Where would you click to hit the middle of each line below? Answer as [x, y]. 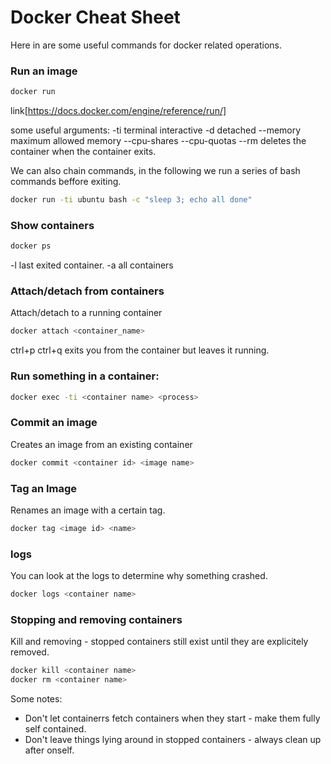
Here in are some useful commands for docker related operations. [146, 45]
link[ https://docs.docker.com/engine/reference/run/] [118, 111]
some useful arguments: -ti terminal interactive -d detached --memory [156, 130]
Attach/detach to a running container [86, 313]
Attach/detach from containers [87, 291]
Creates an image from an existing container [101, 444]
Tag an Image [44, 488]
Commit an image [54, 423]
